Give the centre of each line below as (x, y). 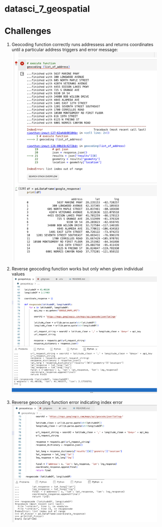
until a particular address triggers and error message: (65, 50)
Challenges (28, 31)
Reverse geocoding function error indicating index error (67, 403)
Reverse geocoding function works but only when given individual (77, 269)
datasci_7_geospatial (47, 9)
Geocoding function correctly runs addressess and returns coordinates (82, 45)
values (18, 274)
